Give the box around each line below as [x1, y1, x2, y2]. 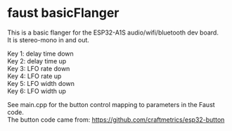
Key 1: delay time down [7, 49, 74, 58]
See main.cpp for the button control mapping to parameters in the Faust [7, 100, 216, 108]
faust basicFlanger [7, 5, 120, 21]
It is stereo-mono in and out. [7, 35, 90, 44]
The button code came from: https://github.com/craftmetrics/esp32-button [7, 115, 225, 124]
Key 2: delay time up [7, 56, 67, 65]
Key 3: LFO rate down [7, 64, 70, 73]
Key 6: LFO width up [7, 87, 67, 95]
